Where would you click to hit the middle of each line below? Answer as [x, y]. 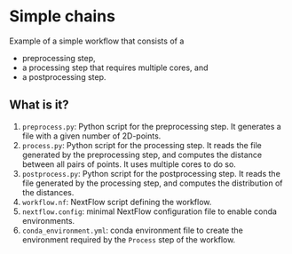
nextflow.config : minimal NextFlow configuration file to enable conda [150, 211]
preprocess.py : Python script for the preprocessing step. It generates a [151, 126]
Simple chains [62, 16]
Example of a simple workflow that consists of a [97, 41]
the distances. [48, 192]
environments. [48, 220]
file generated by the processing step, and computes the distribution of [152, 183]
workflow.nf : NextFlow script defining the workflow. [117, 202]
